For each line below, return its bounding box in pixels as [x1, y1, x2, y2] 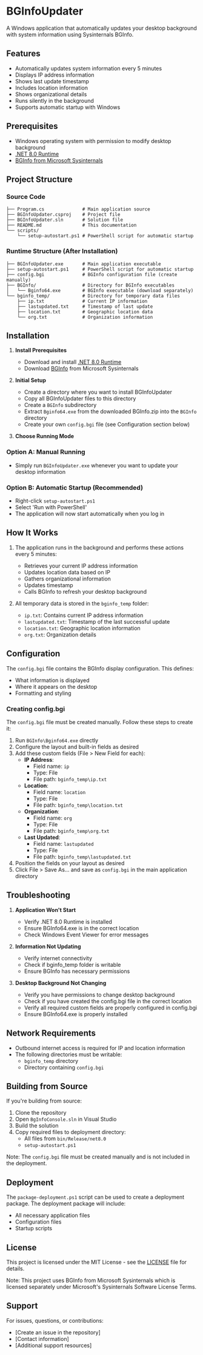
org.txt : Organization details [24, 631, 97, 638]
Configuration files [15, 1218, 62, 1225]
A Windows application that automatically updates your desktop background [6, 24, 197, 32]
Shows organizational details [15, 90, 87, 98]
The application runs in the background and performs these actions [15, 543, 184, 551]
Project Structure [6, 174, 73, 184]
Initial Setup [15, 377, 47, 384]
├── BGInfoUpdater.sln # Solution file [6, 217, 123, 223]
